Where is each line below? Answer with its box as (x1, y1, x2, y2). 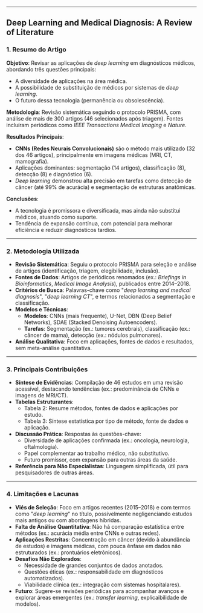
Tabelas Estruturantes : (14, 398, 74, 406)
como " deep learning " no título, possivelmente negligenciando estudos (14, 510, 192, 517)
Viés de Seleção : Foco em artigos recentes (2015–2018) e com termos (14, 503, 191, 511)
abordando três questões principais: (6, 65, 97, 73)
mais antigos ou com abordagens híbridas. (14, 516, 121, 524)
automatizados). (24, 574, 65, 582)
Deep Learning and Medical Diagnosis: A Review (6, 18, 193, 28)
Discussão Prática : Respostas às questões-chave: (14, 431, 142, 438)
